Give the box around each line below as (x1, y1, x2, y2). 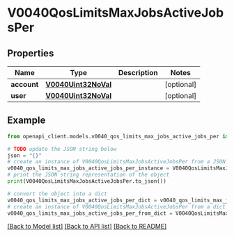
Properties (7, 47, 54, 59)
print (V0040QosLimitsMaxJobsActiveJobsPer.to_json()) (7, 178, 167, 185)
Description (118, 68, 158, 77)
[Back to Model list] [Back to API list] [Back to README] (7, 222, 167, 231)
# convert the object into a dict (7, 190, 108, 197)
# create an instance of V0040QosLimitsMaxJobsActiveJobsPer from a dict (7, 203, 226, 210)
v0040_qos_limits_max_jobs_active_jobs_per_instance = (7, 165, 170, 172)
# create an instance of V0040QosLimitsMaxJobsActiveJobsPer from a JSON (7, 158, 226, 165)
